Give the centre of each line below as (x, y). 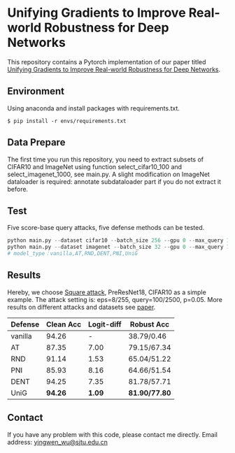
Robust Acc (150, 324)
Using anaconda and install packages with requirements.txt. (94, 108)
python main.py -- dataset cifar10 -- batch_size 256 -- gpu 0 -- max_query (115, 240)
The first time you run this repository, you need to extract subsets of (106, 159)
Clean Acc (64, 324)
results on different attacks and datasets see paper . (81, 307)
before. (18, 189)
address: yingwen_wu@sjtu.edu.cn (58, 442)
